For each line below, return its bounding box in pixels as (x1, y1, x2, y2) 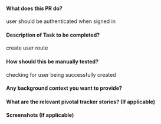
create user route (6, 44, 48, 51)
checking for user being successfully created (6, 71, 116, 78)
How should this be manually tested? (6, 58, 99, 65)
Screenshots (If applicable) (6, 112, 74, 119)
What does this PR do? (6, 5, 63, 12)
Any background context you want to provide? (6, 84, 123, 92)
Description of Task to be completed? (6, 31, 100, 38)
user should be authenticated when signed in (6, 18, 116, 25)
